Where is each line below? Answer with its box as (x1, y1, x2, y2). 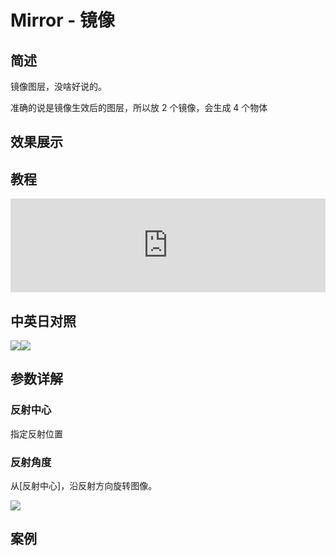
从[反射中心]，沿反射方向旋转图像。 (10, 480, 158, 491)
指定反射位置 (10, 427, 63, 440)
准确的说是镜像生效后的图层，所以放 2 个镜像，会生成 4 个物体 (10, 102, 268, 113)
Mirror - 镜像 (10, 9, 115, 32)
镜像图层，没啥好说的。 (10, 81, 107, 92)
